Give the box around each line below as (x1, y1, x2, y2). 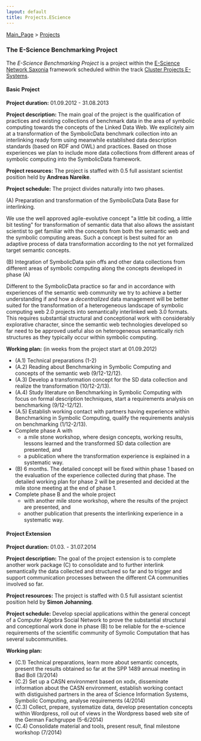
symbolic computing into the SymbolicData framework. (6, 155, 142, 163)
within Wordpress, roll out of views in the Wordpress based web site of (14, 710, 190, 717)
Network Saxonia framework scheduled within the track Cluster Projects (6, 65, 184, 73)
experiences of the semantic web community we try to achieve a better (6, 289, 182, 296)
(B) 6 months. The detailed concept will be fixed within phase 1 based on (14, 466, 194, 472)
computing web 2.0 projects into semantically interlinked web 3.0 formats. (6, 308, 189, 315)
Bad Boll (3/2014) (14, 671, 58, 679)
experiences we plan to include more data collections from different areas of (6, 149, 195, 156)
